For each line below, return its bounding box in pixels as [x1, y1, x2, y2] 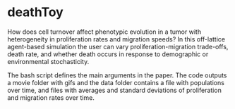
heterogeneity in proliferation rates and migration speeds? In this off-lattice [7, 34, 226, 43]
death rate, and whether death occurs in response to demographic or [7, 50, 209, 58]
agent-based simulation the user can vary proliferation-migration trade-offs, [7, 42, 229, 51]
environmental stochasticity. [7, 57, 90, 65]
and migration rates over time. [7, 93, 95, 102]
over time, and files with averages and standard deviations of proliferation [7, 86, 222, 94]
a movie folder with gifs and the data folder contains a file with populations [7, 78, 224, 86]
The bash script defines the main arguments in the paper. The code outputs [7, 71, 227, 79]
